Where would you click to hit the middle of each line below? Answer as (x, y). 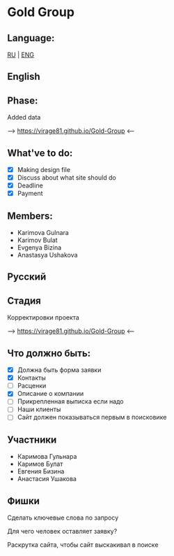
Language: (31, 38)
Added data (24, 117)
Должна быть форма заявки (59, 370)
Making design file (44, 170)
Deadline (30, 185)
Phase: (23, 100)
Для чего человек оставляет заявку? (62, 532)
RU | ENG (21, 55)
